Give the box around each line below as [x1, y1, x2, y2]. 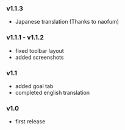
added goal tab [15, 82, 54, 89]
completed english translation [15, 89, 90, 96]
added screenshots [15, 53, 64, 61]
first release [15, 118, 46, 125]
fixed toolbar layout [15, 47, 64, 54]
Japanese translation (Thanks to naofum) [15, 18, 120, 26]
